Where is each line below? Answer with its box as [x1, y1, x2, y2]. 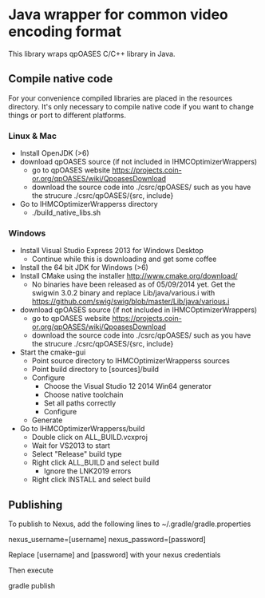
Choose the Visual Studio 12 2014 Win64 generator [43, 382, 212, 391]
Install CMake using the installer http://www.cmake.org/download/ [19, 271, 238, 281]
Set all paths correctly [43, 398, 117, 408]
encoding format [8, 22, 122, 41]
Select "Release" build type [31, 449, 122, 459]
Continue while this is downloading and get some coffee [31, 254, 217, 264]
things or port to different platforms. [8, 110, 126, 120]
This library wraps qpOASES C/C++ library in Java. [8, 49, 176, 58]
